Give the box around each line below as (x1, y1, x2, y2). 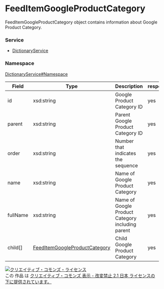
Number (115, 138, 134, 144)
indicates (115, 150, 136, 157)
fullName (7, 212, 28, 218)
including (115, 221, 137, 228)
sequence (115, 162, 138, 169)
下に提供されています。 (5, 279, 52, 285)
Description (115, 83, 143, 90)
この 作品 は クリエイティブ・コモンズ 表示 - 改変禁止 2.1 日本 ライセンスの (5, 272, 155, 278)
